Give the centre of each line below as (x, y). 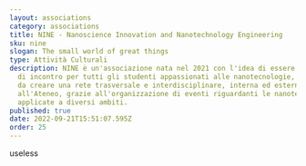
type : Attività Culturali (58, 60)
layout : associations (51, 18)
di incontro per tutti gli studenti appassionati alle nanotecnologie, (157, 77)
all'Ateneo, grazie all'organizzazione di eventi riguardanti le (144, 93)
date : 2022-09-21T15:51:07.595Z (71, 119)
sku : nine (28, 43)
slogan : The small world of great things (89, 52)
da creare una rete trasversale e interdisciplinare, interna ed (144, 85)
